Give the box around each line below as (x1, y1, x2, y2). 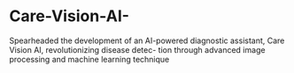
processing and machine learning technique (9, 54, 170, 64)
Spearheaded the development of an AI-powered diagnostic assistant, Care (9, 35, 285, 46)
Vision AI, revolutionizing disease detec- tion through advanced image (9, 44, 266, 55)
